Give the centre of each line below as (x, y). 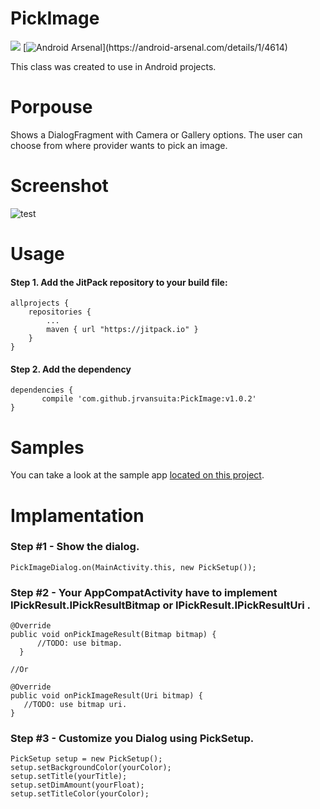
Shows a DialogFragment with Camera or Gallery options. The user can (156, 134)
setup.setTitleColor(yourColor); (80, 794)
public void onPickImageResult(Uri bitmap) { (106, 696)
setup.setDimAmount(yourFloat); (77, 785)
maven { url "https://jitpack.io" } (122, 330)
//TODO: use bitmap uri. (75, 705)
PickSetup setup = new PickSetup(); (86, 759)
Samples (47, 447)
